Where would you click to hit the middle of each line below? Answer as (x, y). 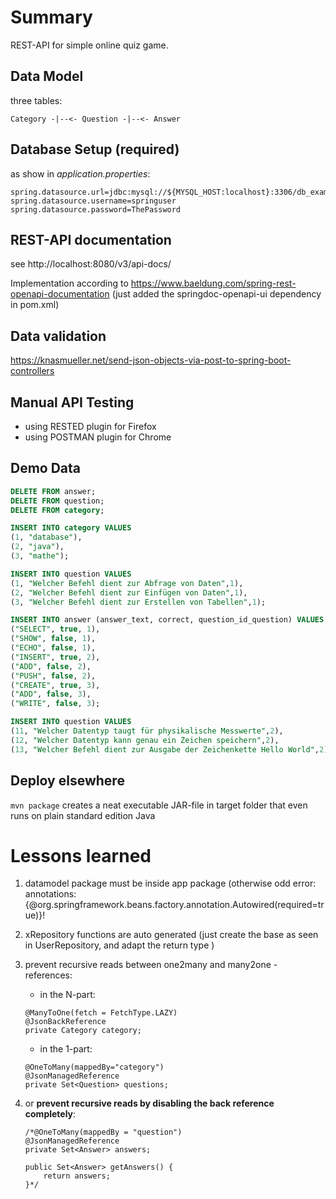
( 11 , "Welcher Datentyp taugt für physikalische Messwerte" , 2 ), (147, 731)
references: (48, 975)
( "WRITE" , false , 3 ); (55, 704)
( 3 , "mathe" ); (40, 556)
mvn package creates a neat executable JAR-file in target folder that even (159, 805)
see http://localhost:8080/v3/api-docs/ (91, 264)
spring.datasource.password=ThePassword (96, 209)
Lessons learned (81, 855)
